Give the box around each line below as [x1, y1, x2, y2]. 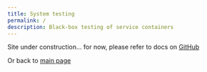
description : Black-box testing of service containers [7, 23, 174, 30]
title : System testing [7, 10, 75, 18]
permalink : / [7, 17, 46, 24]
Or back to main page [7, 56, 71, 65]
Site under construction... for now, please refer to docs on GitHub [7, 43, 200, 52]
